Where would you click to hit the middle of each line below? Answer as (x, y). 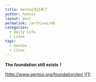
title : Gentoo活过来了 (26, 9)
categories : (17, 28)
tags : (10, 41)
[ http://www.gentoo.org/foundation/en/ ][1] (48, 74)
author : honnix (20, 14)
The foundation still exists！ (34, 65)
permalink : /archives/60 (30, 23)
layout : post (18, 18)
